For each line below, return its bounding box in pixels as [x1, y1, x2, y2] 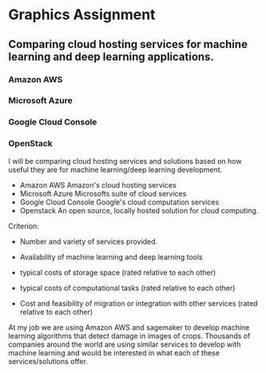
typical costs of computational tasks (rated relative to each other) [19, 283, 236, 292]
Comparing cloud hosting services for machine [8, 38, 248, 51]
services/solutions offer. [8, 356, 88, 366]
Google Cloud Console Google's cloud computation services [19, 197, 220, 207]
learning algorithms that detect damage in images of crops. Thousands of [8, 331, 251, 340]
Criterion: [8, 221, 40, 231]
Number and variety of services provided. [19, 236, 158, 246]
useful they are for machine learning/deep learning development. [8, 165, 223, 174]
